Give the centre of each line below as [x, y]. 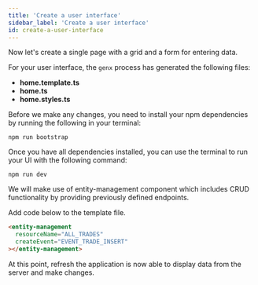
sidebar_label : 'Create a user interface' [79, 23]
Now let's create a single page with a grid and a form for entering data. [123, 53]
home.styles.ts [45, 100]
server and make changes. [51, 272]
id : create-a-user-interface [56, 30]
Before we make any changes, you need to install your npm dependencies [128, 115]
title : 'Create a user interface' [65, 15]
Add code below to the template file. [67, 213]
